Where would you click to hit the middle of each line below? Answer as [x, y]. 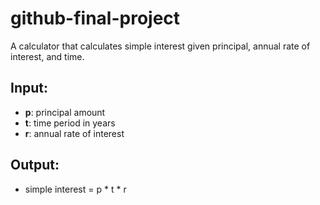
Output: [35, 165]
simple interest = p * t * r [75, 189]
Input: [29, 88]
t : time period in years [70, 123]
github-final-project [95, 18]
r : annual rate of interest [74, 133]
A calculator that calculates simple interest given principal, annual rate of [160, 46]
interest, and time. [47, 56]
